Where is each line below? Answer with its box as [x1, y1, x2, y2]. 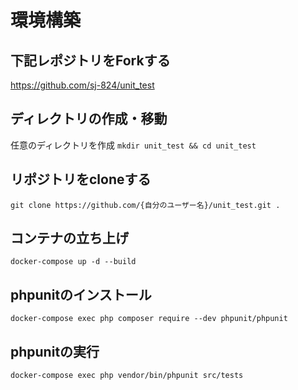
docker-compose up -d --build [10, 257, 137, 267]
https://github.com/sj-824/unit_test [10, 79, 155, 91]
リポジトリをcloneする [10, 171, 152, 188]
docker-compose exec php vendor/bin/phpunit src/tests [10, 371, 244, 381]
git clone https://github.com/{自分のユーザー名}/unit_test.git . [10, 200, 281, 210]
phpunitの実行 [10, 343, 100, 360]
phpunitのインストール [10, 286, 152, 303]
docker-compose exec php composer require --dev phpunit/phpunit [10, 314, 288, 324]
